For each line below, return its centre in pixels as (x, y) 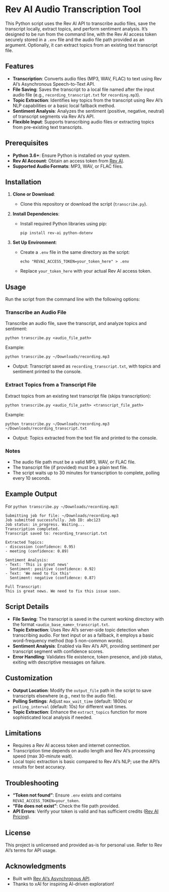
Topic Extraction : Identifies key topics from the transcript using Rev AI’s (88, 100)
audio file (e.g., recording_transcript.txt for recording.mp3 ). (76, 94)
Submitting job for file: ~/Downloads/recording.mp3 (62, 516)
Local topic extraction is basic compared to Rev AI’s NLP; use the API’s (86, 762)
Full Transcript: (24, 587)
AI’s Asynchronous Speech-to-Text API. (54, 84)
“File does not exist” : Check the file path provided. (66, 806)
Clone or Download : (34, 194)
